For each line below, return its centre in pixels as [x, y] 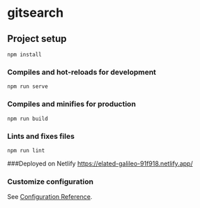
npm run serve [28, 87]
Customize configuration [51, 181]
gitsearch [36, 13]
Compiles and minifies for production [71, 104]
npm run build [28, 119]
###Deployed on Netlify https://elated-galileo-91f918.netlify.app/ [100, 163]
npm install [24, 54]
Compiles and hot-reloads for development [82, 72]
